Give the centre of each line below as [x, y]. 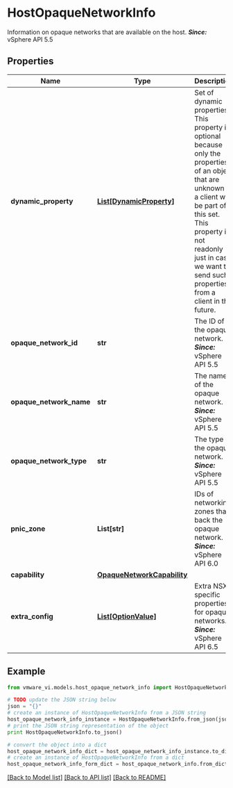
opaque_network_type [49, 461]
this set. [207, 214]
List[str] [111, 528]
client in [207, 301]
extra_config [32, 616]
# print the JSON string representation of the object [88, 725]
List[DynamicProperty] [136, 201]
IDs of [204, 493]
